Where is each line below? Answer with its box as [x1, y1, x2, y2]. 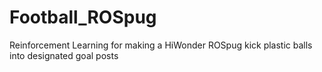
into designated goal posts [9, 49, 119, 61]
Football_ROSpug [9, 6, 157, 29]
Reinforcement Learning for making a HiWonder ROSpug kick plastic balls [9, 39, 313, 51]
